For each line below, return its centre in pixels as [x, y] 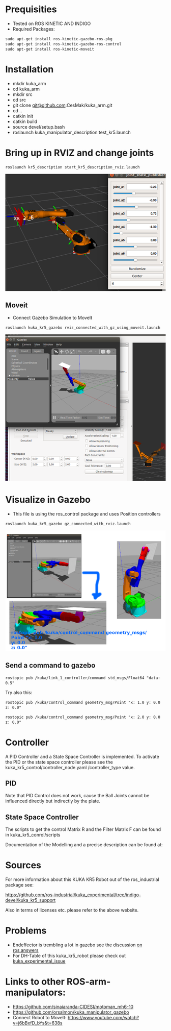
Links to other [35, 982]
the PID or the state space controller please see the [59, 762]
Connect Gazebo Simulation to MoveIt [52, 317]
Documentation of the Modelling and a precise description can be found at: [84, 845]
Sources [23, 865]
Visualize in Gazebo [48, 500]
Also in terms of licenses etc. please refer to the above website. [72, 910]
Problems [26, 931]
